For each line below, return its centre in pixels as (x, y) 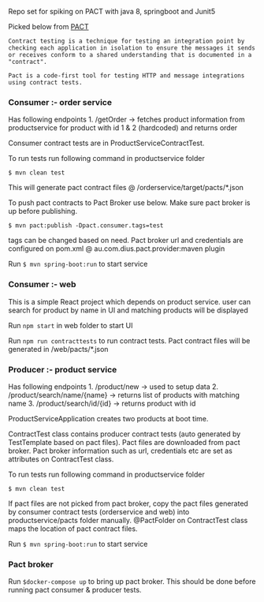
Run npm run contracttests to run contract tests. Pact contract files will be (129, 340)
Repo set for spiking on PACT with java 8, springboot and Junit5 (112, 11)
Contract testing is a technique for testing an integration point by (126, 41)
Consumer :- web (42, 285)
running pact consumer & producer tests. (75, 590)
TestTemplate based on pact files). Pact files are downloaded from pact (124, 442)
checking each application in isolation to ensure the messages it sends (132, 48)
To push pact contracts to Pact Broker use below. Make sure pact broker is (129, 203)
